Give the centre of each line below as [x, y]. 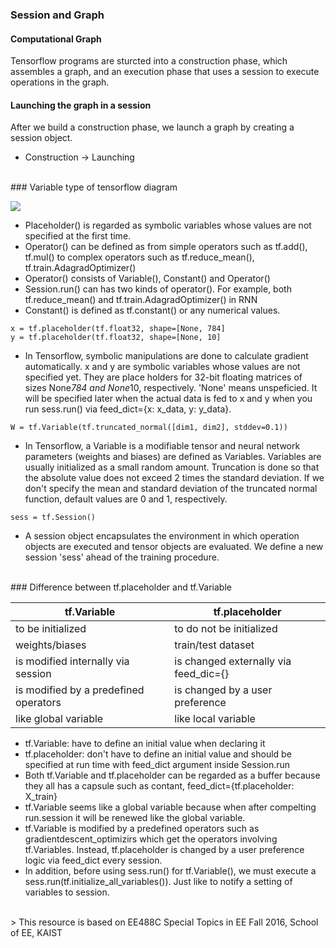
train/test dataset [214, 645]
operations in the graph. [60, 82]
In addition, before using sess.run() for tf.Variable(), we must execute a [170, 871]
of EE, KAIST [36, 933]
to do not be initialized [226, 629]
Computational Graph [56, 39]
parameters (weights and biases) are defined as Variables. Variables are [173, 457]
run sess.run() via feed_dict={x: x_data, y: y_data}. [128, 409]
